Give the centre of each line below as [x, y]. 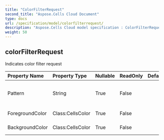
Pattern [16, 93]
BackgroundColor [28, 127]
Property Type [70, 76]
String [60, 93]
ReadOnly [131, 76]
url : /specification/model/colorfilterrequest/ [54, 23]
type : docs [16, 19]
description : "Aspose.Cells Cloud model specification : [64, 28]
